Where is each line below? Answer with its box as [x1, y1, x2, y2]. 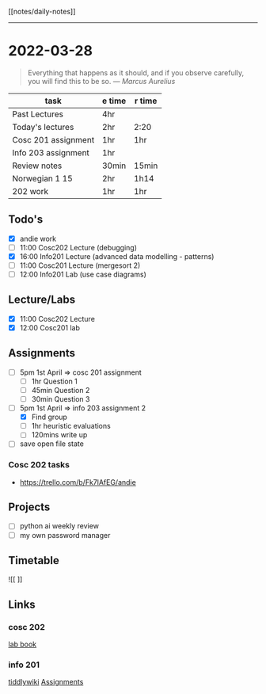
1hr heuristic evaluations [31, 421, 111, 431]
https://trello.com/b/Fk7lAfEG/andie [19, 477, 136, 486]
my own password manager [19, 530, 111, 540]
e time [101, 95, 127, 106]
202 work [12, 185, 49, 196]
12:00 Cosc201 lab [19, 322, 81, 332]
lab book [8, 639, 37, 649]
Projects [8, 501, 51, 514]
